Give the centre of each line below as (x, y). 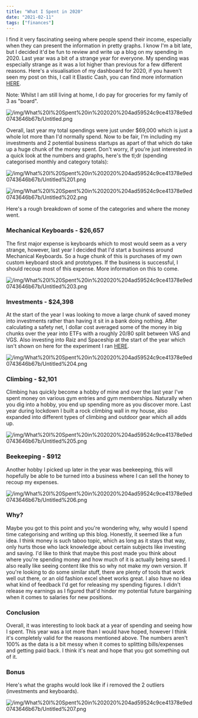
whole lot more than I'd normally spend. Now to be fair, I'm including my (94, 137)
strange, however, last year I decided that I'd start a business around (90, 250)
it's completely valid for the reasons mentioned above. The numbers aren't (97, 638)
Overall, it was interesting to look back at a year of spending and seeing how (99, 626)
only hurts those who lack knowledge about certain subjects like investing (96, 547)
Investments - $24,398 (40, 301)
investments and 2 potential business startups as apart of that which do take (99, 143)
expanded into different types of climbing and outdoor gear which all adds (97, 417)
